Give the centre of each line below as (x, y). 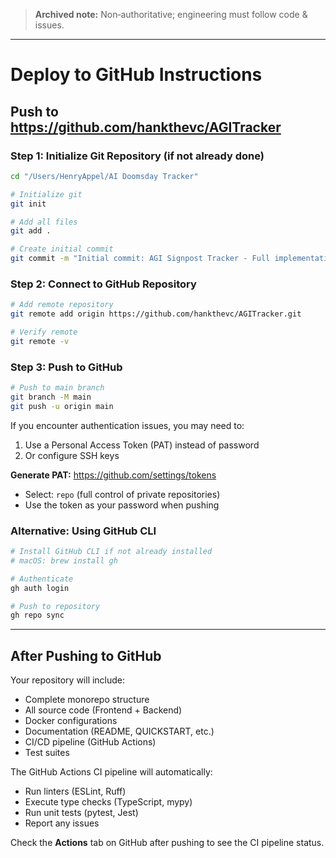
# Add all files (44, 222)
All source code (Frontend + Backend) (103, 710)
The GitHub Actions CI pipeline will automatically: (111, 772)
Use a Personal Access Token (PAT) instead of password (142, 445)
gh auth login (40, 588)
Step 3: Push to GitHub (66, 367)
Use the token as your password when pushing (122, 505)
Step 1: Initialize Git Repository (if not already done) (137, 156)
